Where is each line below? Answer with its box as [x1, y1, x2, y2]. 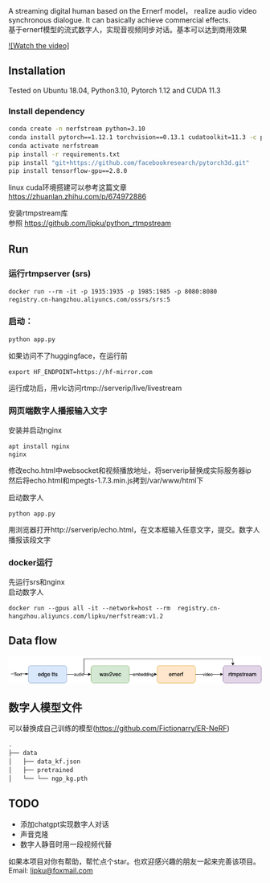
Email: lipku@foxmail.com [8, 865, 94, 875]
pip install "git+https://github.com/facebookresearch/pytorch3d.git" [8, 158, 250, 166]
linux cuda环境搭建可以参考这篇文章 [8, 183, 127, 192]
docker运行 [8, 557, 54, 569]
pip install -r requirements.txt [8, 150, 121, 158]
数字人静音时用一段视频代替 [19, 839, 112, 849]
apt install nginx [8, 442, 70, 450]
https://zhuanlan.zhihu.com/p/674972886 [8, 191, 147, 202]
